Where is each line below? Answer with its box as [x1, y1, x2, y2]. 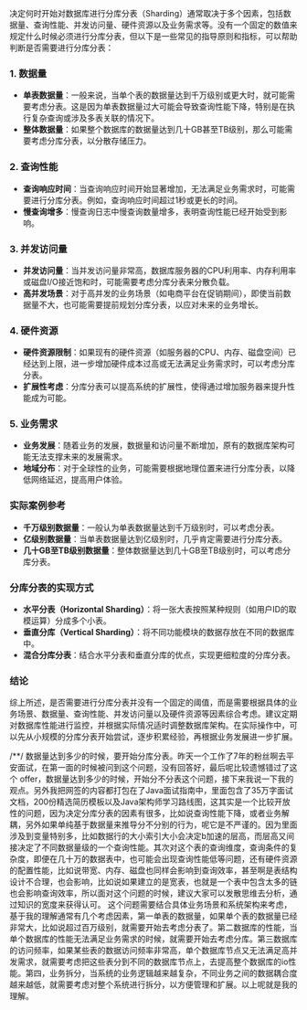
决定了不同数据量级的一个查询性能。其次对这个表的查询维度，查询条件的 [16, 842, 290, 853]
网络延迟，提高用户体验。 [30, 474, 128, 485]
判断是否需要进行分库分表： [9, 42, 114, 53]
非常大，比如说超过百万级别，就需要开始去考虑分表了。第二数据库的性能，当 [9, 922, 298, 933]
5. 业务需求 [9, 418, 58, 431]
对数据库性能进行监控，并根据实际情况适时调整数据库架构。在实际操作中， [9, 720, 290, 731]
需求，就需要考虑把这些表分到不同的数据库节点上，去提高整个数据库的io [16, 956, 289, 967]
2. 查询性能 [9, 161, 58, 174]
